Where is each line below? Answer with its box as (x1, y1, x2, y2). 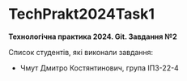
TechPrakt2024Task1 (8, 5, 155, 23)
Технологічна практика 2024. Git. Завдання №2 (8, 32, 177, 41)
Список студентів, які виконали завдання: (8, 47, 154, 57)
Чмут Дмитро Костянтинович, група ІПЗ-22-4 (19, 62, 180, 73)
